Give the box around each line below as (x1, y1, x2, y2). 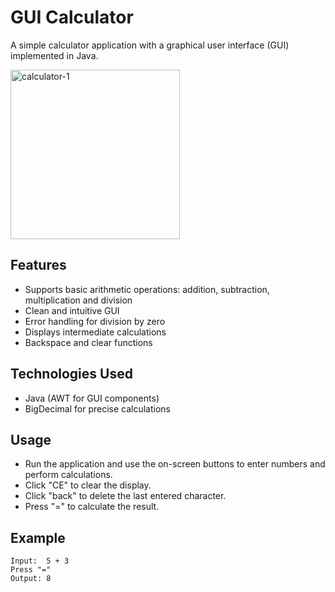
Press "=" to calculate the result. (24, 501, 160, 513)
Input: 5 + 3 (10, 556, 70, 566)
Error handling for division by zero (24, 315, 166, 327)
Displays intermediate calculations (24, 326, 167, 338)
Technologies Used (10, 366, 133, 383)
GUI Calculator (10, 6, 134, 29)
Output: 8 (10, 574, 52, 584)
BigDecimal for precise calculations (24, 402, 172, 415)
